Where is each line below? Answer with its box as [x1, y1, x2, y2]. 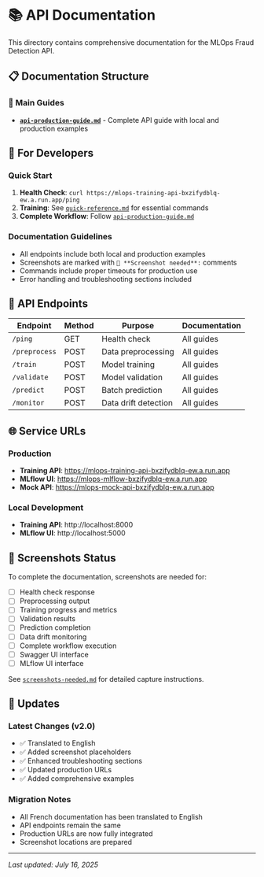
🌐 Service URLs [8, 424, 86, 438]
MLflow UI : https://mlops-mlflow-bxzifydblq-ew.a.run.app [19, 474, 207, 484]
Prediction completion [19, 623, 91, 632]
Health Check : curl [19, 188, 84, 198]
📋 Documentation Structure [8, 70, 149, 83]
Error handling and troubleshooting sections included [19, 274, 192, 283]
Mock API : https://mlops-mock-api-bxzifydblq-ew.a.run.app [19, 483, 214, 492]
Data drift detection [101, 398, 173, 409]
